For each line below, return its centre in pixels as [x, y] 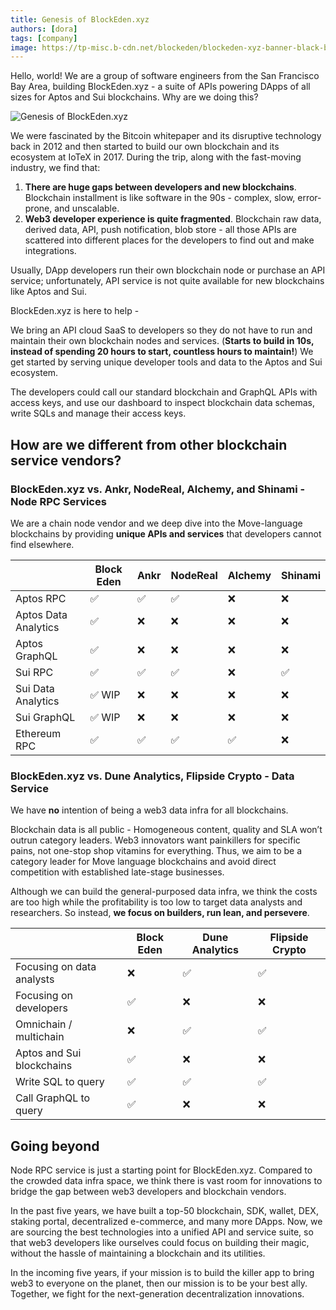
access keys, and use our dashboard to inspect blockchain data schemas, [162, 403]
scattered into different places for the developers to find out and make [169, 240]
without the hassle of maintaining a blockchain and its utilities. [138, 1253]
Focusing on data [56, 967]
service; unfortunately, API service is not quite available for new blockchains [167, 281]
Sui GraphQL [45, 717]
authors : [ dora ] [44, 29]
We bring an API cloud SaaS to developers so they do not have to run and [161, 330]
